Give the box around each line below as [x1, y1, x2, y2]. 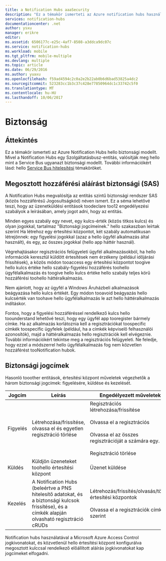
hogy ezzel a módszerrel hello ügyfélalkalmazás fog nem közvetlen [5, 342, 142, 348]
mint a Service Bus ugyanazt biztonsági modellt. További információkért [5, 160, 152, 166]
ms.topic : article [5, 63, 43, 68]
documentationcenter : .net [5, 21, 61, 26]
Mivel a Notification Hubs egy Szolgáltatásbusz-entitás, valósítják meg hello [5, 154, 160, 160]
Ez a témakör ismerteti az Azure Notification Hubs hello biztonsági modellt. [5, 149, 158, 155]
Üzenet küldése [89, 464, 126, 471]
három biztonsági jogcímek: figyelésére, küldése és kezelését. [5, 380, 132, 386]
